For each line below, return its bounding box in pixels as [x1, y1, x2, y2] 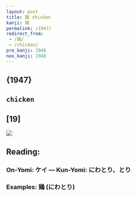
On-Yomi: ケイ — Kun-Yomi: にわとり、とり [6, 165, 131, 174]
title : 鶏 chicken [6, 14, 51, 20]
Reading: [6, 146, 40, 157]
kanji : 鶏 [6, 20, 30, 26]
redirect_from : [6, 31, 44, 37]
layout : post [6, 8, 39, 15]
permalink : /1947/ [6, 25, 52, 32]
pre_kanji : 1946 [6, 48, 46, 54]
